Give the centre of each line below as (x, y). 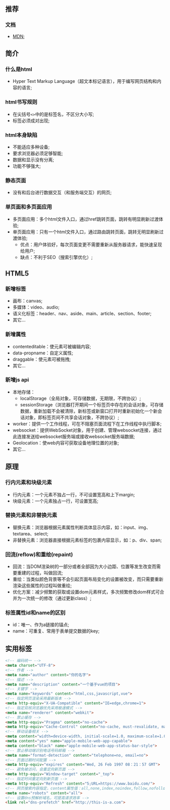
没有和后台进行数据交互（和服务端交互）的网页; (62, 193)
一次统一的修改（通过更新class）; (57, 598)
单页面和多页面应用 (29, 207)
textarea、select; (30, 533)
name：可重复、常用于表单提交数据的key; (56, 631)
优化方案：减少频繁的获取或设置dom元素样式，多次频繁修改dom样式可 (86, 592)
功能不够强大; (27, 166)
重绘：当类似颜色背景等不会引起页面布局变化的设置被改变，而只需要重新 (88, 579)
